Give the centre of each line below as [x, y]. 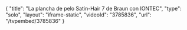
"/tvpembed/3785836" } [35, 21]
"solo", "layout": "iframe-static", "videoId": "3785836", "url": [78, 15]
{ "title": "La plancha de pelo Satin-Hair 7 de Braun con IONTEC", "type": [94, 9]
